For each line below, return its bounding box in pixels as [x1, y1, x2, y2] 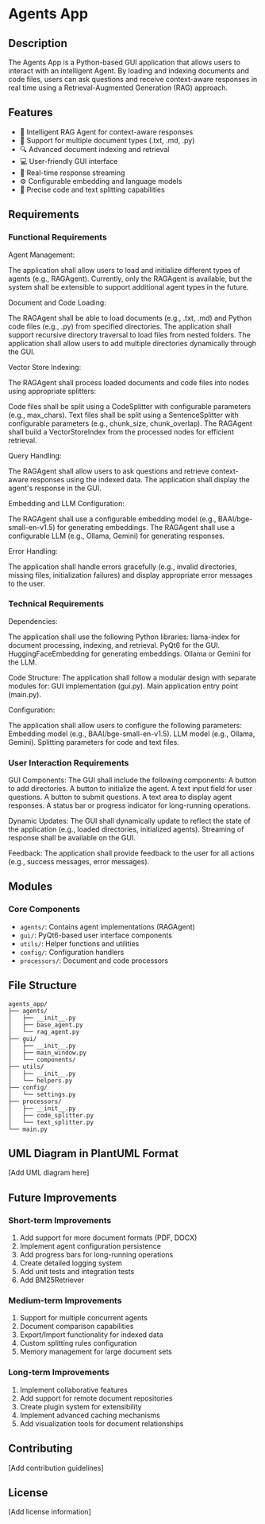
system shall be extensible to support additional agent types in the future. [8, 282, 249, 291]
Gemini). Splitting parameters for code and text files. [8, 737, 180, 746]
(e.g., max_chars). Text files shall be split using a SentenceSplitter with [8, 410, 240, 419]
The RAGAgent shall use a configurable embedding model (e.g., [8, 514, 217, 524]
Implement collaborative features [19, 1385, 129, 1394]
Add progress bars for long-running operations [19, 1250, 174, 1260]
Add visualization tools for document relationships [19, 1418, 184, 1429]
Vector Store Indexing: [8, 362, 82, 372]
